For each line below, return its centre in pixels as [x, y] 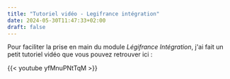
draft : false [27, 27]
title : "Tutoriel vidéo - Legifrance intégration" [84, 14]
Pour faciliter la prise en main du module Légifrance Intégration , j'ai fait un [116, 47]
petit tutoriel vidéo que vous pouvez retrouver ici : [80, 54]
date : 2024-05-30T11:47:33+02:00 [57, 20]
